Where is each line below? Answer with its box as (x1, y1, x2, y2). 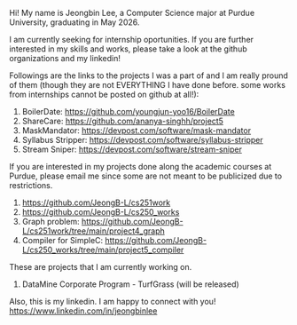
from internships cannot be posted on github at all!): (9, 89, 199, 99)
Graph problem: (21, 217, 80, 226)
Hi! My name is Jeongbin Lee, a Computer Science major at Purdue (9, 8, 255, 18)
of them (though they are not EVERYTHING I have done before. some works (9, 80, 286, 90)
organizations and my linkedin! (9, 53, 121, 63)
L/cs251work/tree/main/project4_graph (21, 226, 166, 236)
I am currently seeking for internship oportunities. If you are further (9, 35, 254, 44)
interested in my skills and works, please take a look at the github (9, 44, 247, 54)
